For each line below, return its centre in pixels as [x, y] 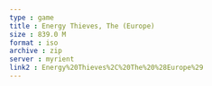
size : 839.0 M [38, 34]
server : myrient [42, 59]
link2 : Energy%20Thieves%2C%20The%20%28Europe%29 [106, 68]
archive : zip [36, 51]
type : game [32, 17]
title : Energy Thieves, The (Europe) [82, 26]
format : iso [34, 43]
